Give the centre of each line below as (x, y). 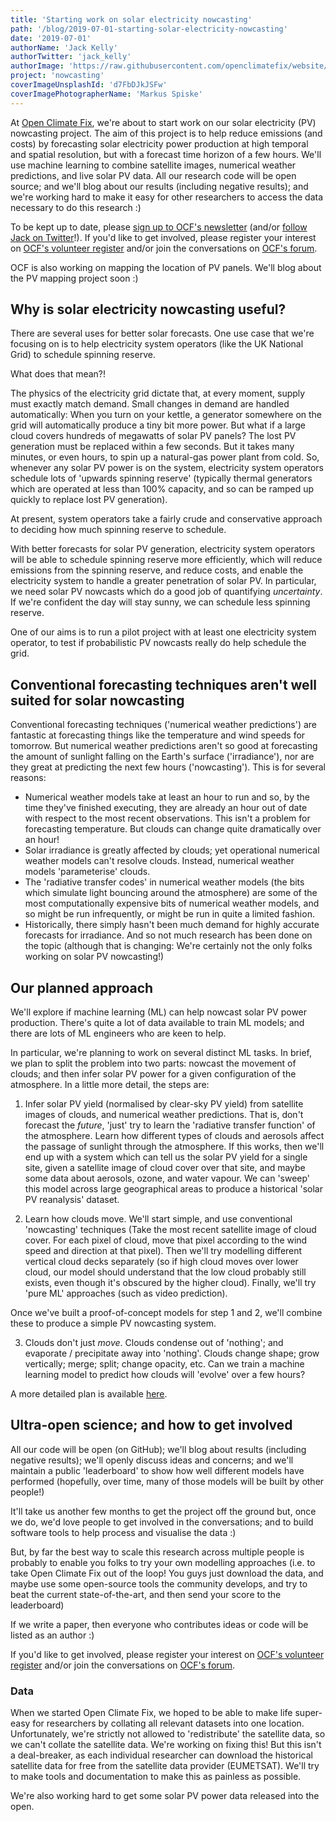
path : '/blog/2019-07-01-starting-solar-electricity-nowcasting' (149, 29)
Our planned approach (82, 987)
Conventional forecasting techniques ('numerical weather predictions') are (163, 725)
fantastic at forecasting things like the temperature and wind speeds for (158, 735)
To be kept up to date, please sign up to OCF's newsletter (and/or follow (159, 227)
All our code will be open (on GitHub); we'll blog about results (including (158, 1449)
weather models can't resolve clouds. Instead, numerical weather (159, 861)
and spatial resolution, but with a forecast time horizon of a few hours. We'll (166, 154)
